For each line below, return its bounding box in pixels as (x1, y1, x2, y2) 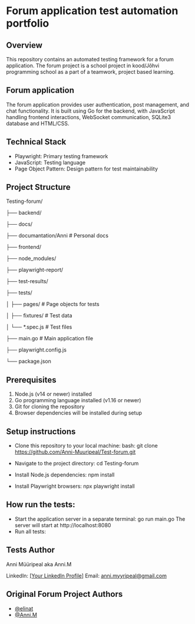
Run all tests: (14, 528, 46, 535)
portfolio (6, 17, 49, 30)
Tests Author (6, 545, 55, 555)
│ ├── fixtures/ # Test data (6, 312, 72, 319)
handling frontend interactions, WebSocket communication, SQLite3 (6, 113, 171, 120)
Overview (6, 40, 43, 50)
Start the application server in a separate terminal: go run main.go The (14, 515, 186, 523)
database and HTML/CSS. (6, 120, 70, 127)
